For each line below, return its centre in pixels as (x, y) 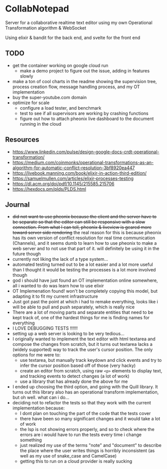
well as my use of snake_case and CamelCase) (68, 456)
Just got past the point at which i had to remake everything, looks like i (85, 302)
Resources (22, 140)
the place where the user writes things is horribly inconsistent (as (87, 450)
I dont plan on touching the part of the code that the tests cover (85, 413)
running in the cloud (40, 124)
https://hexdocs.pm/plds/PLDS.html (49, 189)
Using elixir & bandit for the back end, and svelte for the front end (73, 38)
